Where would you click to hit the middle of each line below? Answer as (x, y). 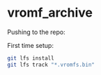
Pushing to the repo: (37, 32)
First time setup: (31, 45)
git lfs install (31, 58)
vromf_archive (50, 13)
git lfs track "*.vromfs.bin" (51, 65)
